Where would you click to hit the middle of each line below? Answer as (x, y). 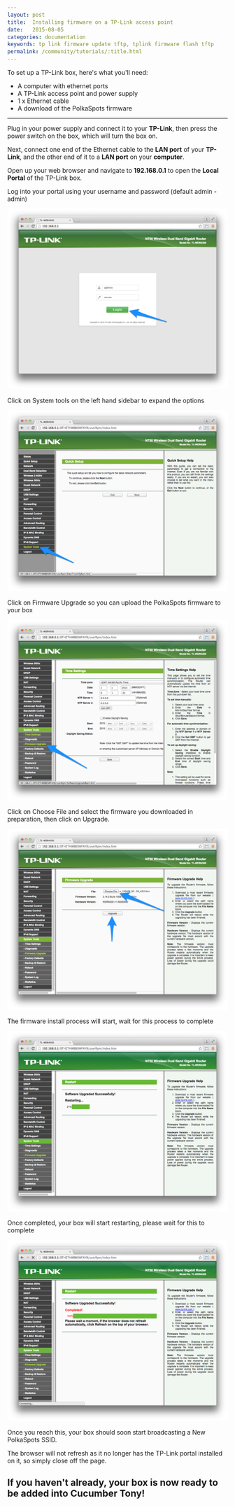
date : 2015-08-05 (36, 29)
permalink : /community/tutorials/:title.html (74, 52)
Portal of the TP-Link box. (45, 178)
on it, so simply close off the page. (57, 1461)
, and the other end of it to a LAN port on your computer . (102, 157)
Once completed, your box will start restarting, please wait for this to (106, 1223)
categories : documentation (47, 37)
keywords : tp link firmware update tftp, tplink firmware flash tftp (111, 44)
